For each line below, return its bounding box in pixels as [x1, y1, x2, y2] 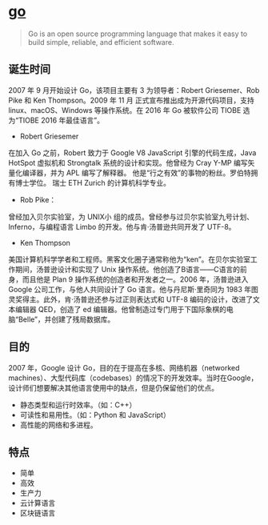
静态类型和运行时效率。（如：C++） [19, 399, 137, 410]
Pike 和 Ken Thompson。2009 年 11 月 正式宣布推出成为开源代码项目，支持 [8, 95, 254, 105]
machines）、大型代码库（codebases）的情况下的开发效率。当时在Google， [8, 373, 258, 383]
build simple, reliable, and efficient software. [27, 37, 174, 46]
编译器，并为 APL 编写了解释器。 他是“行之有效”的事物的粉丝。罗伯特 [22, 167, 251, 178]
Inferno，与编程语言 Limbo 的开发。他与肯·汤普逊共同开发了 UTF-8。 [8, 222, 236, 231]
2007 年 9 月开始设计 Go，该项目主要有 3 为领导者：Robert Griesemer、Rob [8, 85, 260, 94]
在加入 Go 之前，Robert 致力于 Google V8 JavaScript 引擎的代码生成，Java [8, 147, 257, 158]
